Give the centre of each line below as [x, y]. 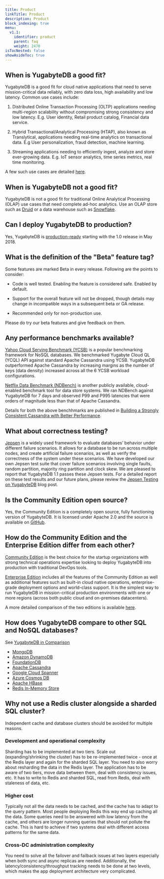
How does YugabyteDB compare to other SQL [76, 623]
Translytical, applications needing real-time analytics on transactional [82, 137]
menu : [11, 28]
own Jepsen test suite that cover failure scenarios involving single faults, [78, 464]
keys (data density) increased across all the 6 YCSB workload [67, 371]
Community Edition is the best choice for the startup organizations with [77, 557]
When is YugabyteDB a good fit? [56, 75]
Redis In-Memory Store [36, 688]
